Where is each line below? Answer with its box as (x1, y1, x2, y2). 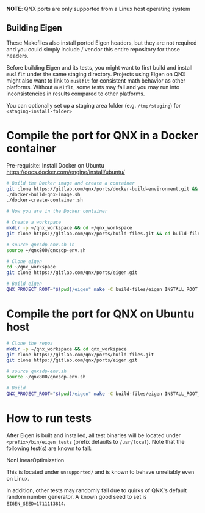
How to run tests (6, 412, 92, 425)
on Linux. (6, 474, 30, 482)
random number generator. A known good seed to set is (6, 493, 147, 500)
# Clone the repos (6, 340, 53, 346)
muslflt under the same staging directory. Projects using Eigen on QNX (6, 70, 186, 78)
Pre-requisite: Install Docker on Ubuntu (6, 161, 105, 169)
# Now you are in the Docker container (6, 208, 108, 215)
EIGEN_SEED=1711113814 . (6, 500, 66, 507)
